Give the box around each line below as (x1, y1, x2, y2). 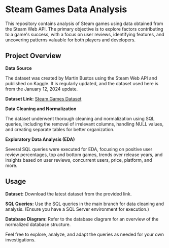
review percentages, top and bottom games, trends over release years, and (5, 152, 163, 158)
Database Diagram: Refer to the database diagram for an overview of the (5, 216, 159, 222)
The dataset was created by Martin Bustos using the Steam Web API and (5, 75, 157, 81)
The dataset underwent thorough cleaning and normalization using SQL (5, 115, 155, 121)
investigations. (5, 236, 36, 243)
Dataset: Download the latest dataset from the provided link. (5, 190, 132, 197)
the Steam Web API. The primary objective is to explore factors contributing (5, 26, 163, 32)
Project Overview (5, 52, 61, 60)
